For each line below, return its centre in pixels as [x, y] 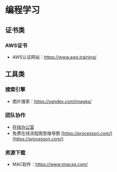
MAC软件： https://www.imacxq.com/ [50, 165]
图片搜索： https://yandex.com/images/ [52, 101]
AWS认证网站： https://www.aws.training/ [54, 57]
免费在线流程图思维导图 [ [38, 133]
